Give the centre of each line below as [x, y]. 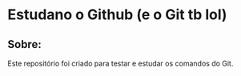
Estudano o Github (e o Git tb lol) [117, 15]
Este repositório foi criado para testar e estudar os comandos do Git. [120, 63]
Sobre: [24, 44]
